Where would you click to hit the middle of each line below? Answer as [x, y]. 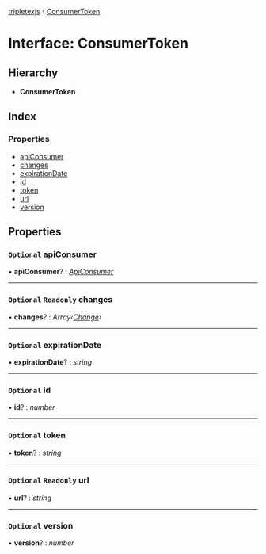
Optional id [30, 390]
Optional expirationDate [55, 345]
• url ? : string [30, 498]
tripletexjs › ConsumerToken [54, 11]
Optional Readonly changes [61, 300]
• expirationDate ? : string [50, 362]
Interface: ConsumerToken [98, 44]
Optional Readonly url [49, 480]
